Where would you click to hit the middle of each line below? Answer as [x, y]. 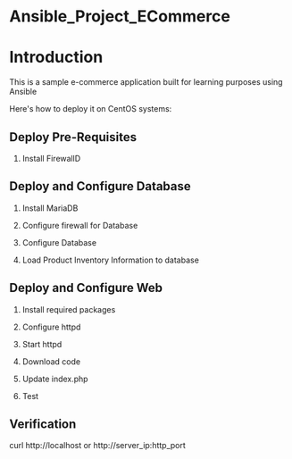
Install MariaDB [50, 208]
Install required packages [69, 309]
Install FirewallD [51, 158]
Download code [51, 361]
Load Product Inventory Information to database [110, 260]
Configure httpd [51, 327]
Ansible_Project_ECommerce [120, 17]
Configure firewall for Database [80, 225]
